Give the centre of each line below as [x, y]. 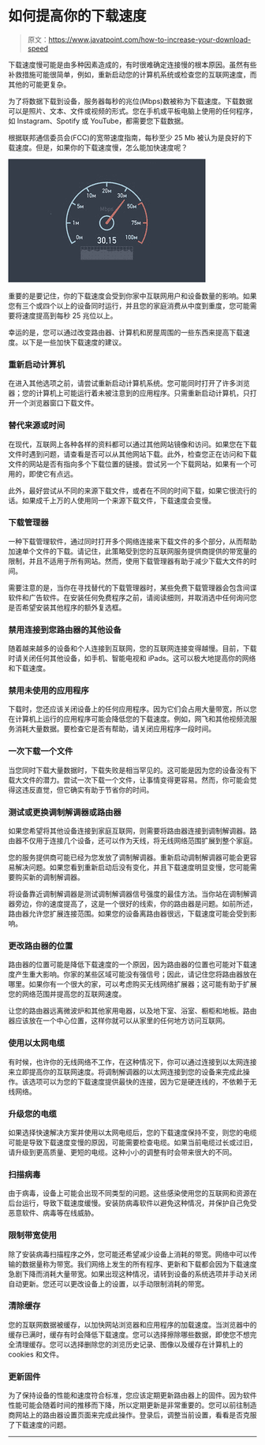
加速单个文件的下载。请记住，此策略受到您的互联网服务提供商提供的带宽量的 [132, 551]
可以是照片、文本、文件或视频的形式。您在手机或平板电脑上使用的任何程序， [132, 110]
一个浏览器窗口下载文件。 [56, 403]
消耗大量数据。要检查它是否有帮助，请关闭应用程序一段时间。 [115, 729]
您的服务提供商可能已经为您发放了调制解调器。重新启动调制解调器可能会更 [129, 857]
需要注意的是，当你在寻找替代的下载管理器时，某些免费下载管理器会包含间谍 [132, 588]
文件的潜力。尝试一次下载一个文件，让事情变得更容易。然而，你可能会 [136, 780]
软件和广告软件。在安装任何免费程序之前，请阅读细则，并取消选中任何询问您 [132, 597]
